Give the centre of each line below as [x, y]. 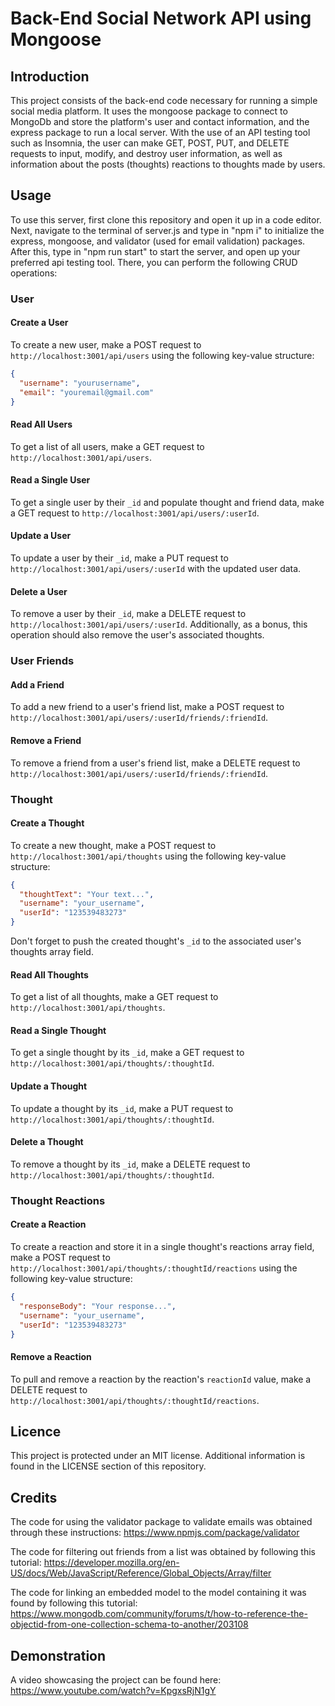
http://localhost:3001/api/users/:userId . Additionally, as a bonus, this [159, 624]
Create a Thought [47, 823]
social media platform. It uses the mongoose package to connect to [149, 111]
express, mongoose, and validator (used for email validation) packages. [158, 241]
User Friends [42, 661]
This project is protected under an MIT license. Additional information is [158, 1456]
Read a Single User [50, 480]
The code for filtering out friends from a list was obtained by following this [163, 1552]
